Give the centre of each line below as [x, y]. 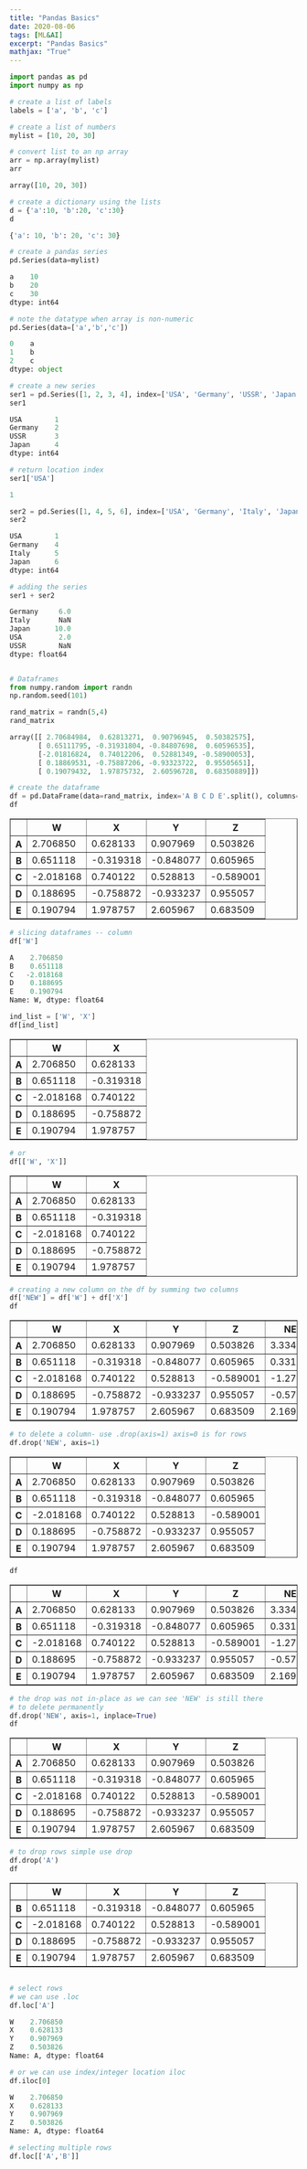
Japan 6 [34, 562]
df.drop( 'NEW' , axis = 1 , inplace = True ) [83, 1716]
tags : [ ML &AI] [37, 35]
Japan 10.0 [40, 629]
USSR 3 [34, 436]
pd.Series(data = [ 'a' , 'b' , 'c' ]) [69, 327]
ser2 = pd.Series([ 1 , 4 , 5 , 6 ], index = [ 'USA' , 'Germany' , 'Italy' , [141, 511]
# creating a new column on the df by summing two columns [124, 1290]
